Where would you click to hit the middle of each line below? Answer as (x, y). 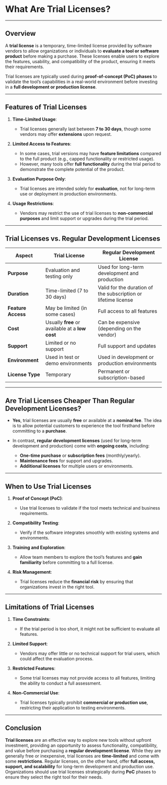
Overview (21, 34)
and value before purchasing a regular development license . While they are (83, 750)
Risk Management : (32, 572)
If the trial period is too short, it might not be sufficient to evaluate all (90, 629)
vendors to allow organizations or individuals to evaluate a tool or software (82, 51)
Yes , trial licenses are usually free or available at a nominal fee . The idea (87, 421)
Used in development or (126, 357)
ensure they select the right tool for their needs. (54, 777)
